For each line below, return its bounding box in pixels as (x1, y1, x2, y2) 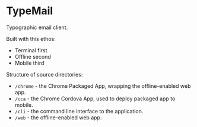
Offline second (14, 53, 52, 60)
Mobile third (14, 59, 45, 66)
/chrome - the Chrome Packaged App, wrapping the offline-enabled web (14, 82, 191, 90)
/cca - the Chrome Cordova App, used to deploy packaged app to (14, 95, 176, 102)
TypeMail (6, 4, 53, 18)
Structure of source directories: (6, 71, 83, 78)
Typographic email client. (6, 24, 68, 31)
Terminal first (14, 46, 47, 54)
